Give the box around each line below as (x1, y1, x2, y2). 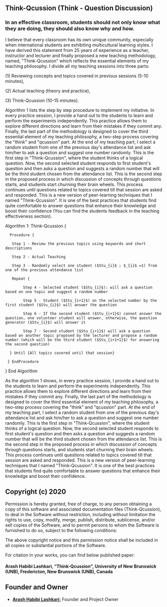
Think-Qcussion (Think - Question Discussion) (5, 4, 153, 12)
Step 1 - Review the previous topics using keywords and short (11, 241, 146, 246)
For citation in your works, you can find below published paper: (5, 552, 135, 558)
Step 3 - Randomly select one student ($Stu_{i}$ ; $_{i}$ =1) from (11, 263, 157, 268)
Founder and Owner (5, 583, 68, 592)
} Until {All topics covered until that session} (9, 350, 115, 355)
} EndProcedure (7, 359, 39, 364)
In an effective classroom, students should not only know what (5, 19, 161, 26)
